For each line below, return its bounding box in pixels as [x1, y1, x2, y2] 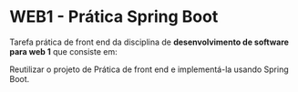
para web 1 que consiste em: [9, 46, 118, 56]
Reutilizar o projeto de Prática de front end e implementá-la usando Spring [9, 64, 289, 75]
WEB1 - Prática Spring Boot [9, 6, 219, 27]
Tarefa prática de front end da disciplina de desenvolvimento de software [9, 36, 290, 47]
